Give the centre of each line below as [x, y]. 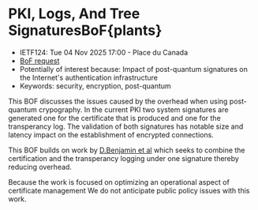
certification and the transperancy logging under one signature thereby [123, 158]
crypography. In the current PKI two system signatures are [134, 109]
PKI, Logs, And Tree [74, 14]
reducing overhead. [40, 167]
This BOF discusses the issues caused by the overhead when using [118, 101]
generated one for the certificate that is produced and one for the [114, 118]
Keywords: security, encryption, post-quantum [95, 86]
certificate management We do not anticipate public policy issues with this [129, 190]
